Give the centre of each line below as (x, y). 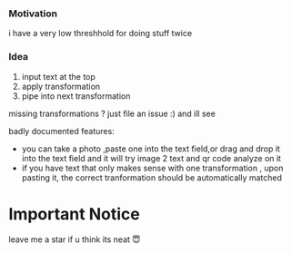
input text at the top (59, 76)
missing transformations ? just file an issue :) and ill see (112, 113)
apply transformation (61, 86)
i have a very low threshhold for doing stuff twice (101, 34)
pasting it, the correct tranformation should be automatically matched (152, 177)
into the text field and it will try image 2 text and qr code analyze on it (151, 158)
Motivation (33, 14)
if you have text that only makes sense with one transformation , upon (152, 168)
